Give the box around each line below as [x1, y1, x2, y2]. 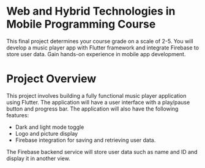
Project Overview [6, 72, 97, 86]
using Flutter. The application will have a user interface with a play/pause [6, 98, 190, 106]
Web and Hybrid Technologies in [6, 4, 176, 18]
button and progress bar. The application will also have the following [6, 105, 179, 112]
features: [6, 111, 29, 119]
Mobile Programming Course [6, 17, 156, 31]
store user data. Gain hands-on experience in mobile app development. [6, 50, 186, 57]
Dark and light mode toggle [15, 123, 84, 131]
